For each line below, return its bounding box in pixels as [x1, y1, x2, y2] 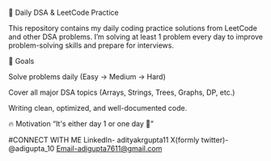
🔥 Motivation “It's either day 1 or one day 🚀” [8, 119, 154, 129]
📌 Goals [8, 57, 35, 66]
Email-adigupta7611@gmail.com [56, 144, 163, 153]
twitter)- [201, 135, 229, 145]
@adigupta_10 [8, 144, 55, 153]
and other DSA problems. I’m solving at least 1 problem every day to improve [8, 32, 264, 41]
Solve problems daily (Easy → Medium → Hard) [8, 72, 166, 81]
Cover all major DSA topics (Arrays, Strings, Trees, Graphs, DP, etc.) [8, 87, 235, 97]
